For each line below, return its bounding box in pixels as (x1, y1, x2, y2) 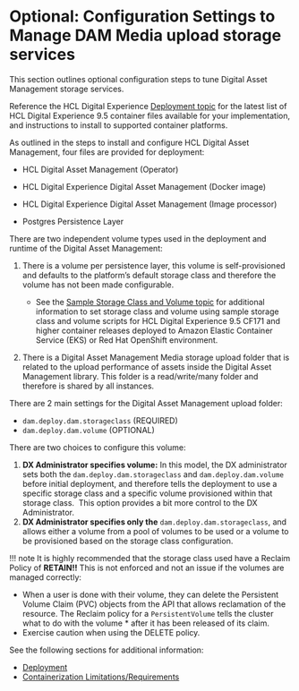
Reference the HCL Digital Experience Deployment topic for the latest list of (9, 100, 287, 111)
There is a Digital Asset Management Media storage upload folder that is (21, 352, 290, 363)
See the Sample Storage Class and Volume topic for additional (35, 296, 266, 307)
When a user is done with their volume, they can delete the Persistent (21, 589, 279, 600)
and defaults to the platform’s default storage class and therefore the (21, 269, 277, 280)
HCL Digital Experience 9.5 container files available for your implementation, (9, 110, 291, 121)
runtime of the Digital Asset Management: (9, 243, 163, 253)
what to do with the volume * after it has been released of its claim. (21, 618, 270, 628)
